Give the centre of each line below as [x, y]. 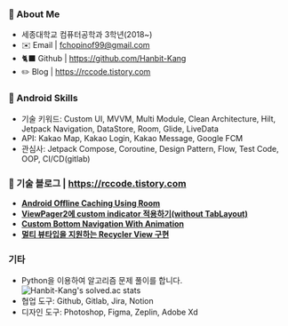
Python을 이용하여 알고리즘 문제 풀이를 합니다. [102, 281]
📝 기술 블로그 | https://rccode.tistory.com [97, 183]
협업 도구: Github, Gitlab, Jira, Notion [88, 301]
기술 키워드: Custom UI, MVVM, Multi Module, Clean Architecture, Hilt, [148, 118]
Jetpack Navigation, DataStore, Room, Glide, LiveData [120, 129]
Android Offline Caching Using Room [91, 203]
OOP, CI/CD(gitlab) [56, 158]
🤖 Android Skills [43, 99]
